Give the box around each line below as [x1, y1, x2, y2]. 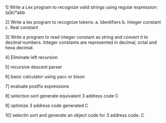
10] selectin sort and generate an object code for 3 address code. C [5, 112, 145, 118]
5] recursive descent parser [5, 64, 62, 70]
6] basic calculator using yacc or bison [5, 74, 85, 79]
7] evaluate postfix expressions [5, 83, 69, 89]
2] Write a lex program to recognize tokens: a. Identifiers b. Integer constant [5, 19, 161, 25]
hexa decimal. [5, 45, 34, 50]
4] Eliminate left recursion [5, 54, 58, 60]
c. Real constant [5, 24, 38, 30]
